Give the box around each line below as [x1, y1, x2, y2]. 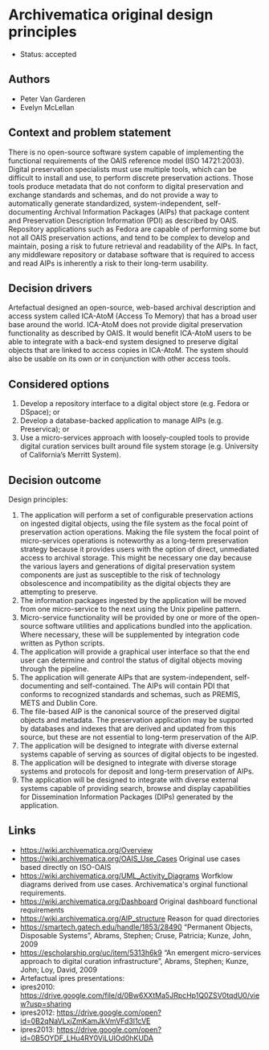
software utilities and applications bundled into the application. [44, 621, 253, 630]
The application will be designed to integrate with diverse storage [19, 758, 237, 767]
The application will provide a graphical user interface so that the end [19, 647, 251, 656]
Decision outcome [8, 473, 102, 487]
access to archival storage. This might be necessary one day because [19, 553, 252, 562]
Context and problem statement [8, 126, 171, 140]
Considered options [8, 377, 110, 391]
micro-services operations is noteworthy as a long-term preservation [19, 536, 249, 545]
